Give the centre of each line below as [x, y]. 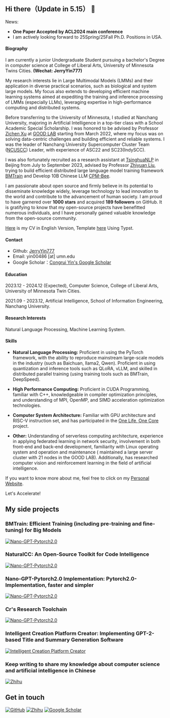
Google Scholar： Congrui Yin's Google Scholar [62, 262]
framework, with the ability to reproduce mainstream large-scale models [88, 357]
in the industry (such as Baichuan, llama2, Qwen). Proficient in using [84, 363]
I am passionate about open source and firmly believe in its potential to [79, 186]
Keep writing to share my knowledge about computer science [82, 664]
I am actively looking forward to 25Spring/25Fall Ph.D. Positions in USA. [87, 37]
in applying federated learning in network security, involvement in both [87, 441]
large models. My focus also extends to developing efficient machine [77, 92]
